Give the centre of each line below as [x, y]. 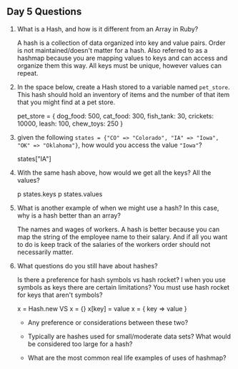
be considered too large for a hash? [80, 344]
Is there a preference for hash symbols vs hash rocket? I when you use [121, 279]
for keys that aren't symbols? [60, 295]
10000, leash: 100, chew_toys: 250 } [70, 123]
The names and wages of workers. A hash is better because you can [118, 229]
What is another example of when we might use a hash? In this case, [118, 208]
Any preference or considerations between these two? [108, 322]
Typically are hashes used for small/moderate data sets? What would [129, 336]
